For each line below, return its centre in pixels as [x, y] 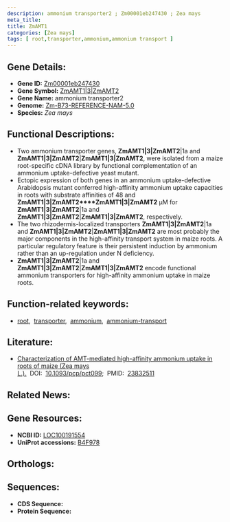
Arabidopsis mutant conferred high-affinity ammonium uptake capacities [120, 187]
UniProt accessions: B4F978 [58, 442]
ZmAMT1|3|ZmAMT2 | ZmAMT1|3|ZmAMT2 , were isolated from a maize [120, 158]
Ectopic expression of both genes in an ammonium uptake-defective [114, 180]
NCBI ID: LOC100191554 [51, 435]
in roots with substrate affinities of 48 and [76, 195]
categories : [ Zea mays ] [41, 33]
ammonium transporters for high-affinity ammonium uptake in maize [114, 275]
